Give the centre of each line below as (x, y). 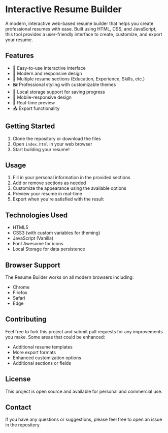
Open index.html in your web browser (52, 144)
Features (20, 56)
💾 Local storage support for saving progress (59, 92)
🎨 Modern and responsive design (47, 73)
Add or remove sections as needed (49, 183)
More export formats (34, 352)
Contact (18, 407)
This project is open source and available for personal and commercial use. (84, 391)
